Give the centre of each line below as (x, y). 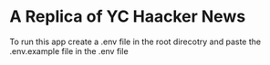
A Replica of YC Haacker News (128, 17)
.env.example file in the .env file (69, 51)
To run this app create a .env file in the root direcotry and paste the (135, 42)
